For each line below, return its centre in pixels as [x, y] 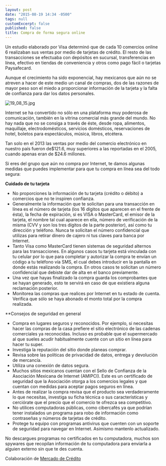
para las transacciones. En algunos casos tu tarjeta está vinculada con [84, 251]
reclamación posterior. [35, 288]
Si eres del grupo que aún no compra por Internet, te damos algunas [75, 164]
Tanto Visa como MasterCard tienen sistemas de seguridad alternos [82, 246]
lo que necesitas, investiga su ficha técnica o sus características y [80, 397]
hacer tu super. [28, 344]
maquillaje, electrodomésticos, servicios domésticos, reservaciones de [78, 129]
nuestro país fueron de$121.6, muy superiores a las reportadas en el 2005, [81, 149]
